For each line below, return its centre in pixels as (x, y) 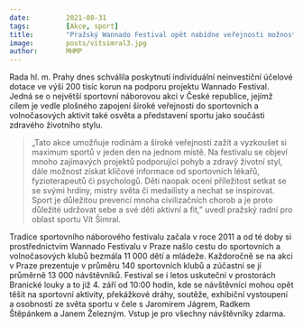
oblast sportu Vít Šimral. (76, 220)
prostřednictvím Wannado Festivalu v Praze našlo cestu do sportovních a (145, 247)
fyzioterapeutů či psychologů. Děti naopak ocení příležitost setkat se (159, 181)
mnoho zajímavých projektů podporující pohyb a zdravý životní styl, (157, 162)
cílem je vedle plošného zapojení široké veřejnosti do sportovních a (134, 106)
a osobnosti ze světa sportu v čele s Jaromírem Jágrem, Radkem (130, 305)
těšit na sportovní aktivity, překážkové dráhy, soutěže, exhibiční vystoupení (149, 295)
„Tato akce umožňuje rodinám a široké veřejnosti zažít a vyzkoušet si (159, 143)
